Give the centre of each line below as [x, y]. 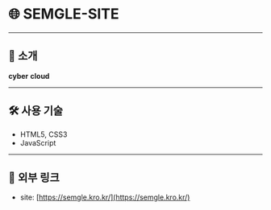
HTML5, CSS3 [44, 134]
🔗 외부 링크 [34, 177]
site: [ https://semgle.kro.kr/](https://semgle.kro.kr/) [105, 197]
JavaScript [38, 142]
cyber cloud [29, 76]
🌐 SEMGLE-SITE [64, 14]
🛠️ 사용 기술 [35, 111]
